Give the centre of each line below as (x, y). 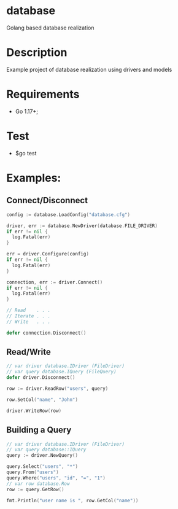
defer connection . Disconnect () (46, 333)
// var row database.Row (38, 484)
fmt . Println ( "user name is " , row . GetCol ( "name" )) (72, 500)
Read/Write (29, 352)
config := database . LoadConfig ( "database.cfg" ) (68, 215)
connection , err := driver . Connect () (55, 282)
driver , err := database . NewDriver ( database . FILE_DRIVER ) (82, 226)
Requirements (43, 94)
